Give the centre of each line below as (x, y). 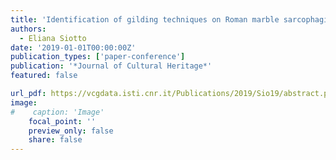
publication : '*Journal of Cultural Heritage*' (111, 66)
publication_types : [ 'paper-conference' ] (98, 57)
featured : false (44, 76)
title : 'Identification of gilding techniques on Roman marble (145, 19)
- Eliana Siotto (53, 38)
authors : (28, 29)
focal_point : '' (62, 121)
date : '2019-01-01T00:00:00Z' (73, 47)
